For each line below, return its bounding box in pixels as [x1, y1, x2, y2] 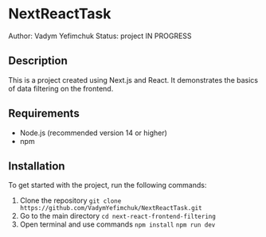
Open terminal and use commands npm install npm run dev [19, 220, 216, 229]
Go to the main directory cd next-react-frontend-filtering [19, 212, 217, 221]
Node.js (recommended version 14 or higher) [19, 128, 167, 138]
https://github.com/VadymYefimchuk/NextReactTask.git [19, 204, 202, 212]
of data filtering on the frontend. [8, 84, 114, 93]
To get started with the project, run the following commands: [8, 181, 207, 190]
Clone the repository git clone [19, 196, 122, 205]
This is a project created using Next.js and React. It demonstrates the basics [8, 75, 259, 84]
